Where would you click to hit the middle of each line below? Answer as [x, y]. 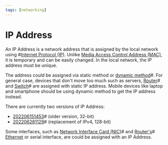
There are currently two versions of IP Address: [55, 106]
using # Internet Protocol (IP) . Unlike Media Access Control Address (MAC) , [84, 54]
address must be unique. [31, 65]
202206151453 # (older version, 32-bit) [53, 116]
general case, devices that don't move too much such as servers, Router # [83, 80]
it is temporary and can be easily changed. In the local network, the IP [78, 60]
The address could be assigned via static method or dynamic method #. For [84, 75]
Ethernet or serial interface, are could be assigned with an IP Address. [79, 137]
